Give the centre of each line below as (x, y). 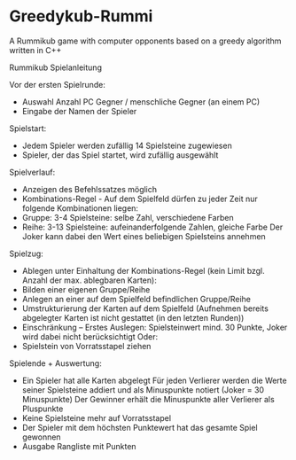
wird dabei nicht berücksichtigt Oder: (90, 336)
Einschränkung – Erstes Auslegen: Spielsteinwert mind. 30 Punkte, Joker (155, 327)
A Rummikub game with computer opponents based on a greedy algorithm (145, 41)
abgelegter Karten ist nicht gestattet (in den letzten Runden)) (133, 317)
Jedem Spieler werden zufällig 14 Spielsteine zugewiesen (127, 145)
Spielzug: (27, 253)
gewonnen (41, 437)
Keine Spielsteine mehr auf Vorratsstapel (96, 417)
